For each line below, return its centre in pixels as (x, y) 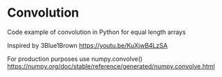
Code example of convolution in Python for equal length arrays (96, 32)
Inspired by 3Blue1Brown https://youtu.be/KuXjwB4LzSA (87, 45)
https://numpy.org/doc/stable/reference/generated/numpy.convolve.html (111, 66)
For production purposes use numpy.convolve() (75, 59)
